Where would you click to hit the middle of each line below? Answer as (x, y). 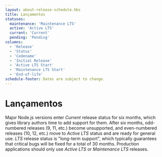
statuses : (15, 19)
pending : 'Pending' (30, 38)
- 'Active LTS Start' (32, 65)
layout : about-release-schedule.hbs (43, 10)
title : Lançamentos (25, 14)
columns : (14, 42)
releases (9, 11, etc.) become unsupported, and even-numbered (92, 128)
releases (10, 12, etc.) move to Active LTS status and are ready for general (80, 133)
